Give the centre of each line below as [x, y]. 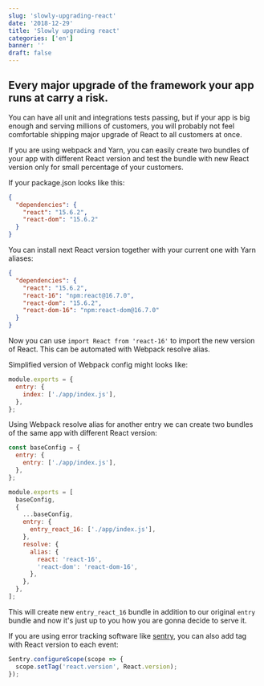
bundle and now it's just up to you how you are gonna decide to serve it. [128, 620]
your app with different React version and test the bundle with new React [129, 158]
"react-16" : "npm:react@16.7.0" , [79, 295]
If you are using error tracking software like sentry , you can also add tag [128, 635]
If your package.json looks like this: [67, 182]
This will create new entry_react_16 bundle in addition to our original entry [132, 611]
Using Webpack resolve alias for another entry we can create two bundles [131, 424]
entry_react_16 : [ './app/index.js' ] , [93, 530]
